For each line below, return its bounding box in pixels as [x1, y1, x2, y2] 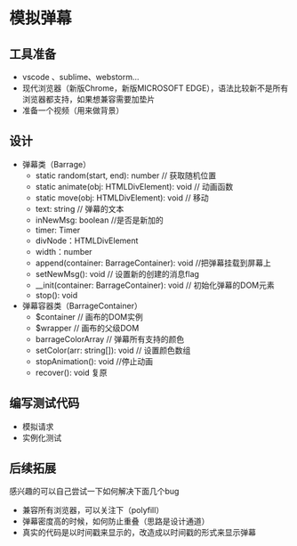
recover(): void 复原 [35, 367, 108, 378]
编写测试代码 [9, 395, 80, 411]
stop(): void [35, 289, 78, 300]
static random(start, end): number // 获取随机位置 [35, 170, 216, 181]
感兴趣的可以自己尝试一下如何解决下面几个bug [9, 486, 180, 497]
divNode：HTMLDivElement [35, 235, 139, 246]
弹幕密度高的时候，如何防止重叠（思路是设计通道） [21, 516, 210, 526]
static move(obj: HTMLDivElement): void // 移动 [35, 192, 209, 203]
